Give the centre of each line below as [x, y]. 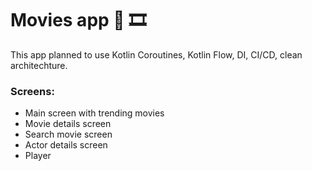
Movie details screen [68, 124]
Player [38, 156]
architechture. [39, 65]
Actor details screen [66, 145]
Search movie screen [68, 134]
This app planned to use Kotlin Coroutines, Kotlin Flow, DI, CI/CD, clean [156, 54]
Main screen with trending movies [94, 113]
